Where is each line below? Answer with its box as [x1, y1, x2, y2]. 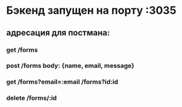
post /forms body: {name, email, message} [6, 61, 134, 70]
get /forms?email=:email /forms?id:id [6, 78, 119, 86]
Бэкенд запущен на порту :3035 [6, 4, 177, 17]
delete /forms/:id [6, 94, 57, 102]
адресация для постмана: [6, 28, 110, 38]
